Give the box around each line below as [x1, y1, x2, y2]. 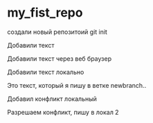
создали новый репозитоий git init [7, 28, 107, 36]
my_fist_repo [7, 5, 83, 21]
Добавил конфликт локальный [7, 95, 97, 103]
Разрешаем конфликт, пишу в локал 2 [7, 108, 119, 116]
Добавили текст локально [7, 68, 84, 76]
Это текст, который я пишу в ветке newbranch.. [7, 81, 147, 89]
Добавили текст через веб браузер [7, 54, 112, 63]
